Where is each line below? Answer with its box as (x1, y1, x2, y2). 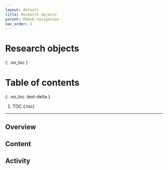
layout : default (5, 7, 39, 13)
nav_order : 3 (5, 21, 32, 27)
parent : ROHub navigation (5, 17, 59, 22)
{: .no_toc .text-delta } (5, 94, 50, 100)
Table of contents (5, 77, 80, 88)
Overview (5, 122, 36, 131)
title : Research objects (5, 12, 57, 17)
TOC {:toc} (12, 103, 35, 109)
